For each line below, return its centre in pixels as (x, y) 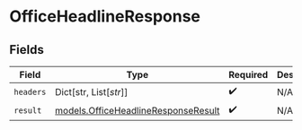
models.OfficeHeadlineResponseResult (138, 110)
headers (30, 92)
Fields (27, 50)
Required (249, 75)
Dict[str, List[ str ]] (92, 91)
